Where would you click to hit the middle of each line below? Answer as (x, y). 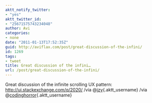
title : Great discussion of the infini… (48, 65)
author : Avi (18, 28)
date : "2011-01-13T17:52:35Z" (37, 42)
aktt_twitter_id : (23, 19)
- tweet (13, 61)
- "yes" (13, 14)
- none (12, 38)
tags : (11, 56)
